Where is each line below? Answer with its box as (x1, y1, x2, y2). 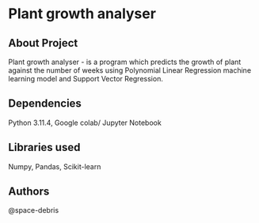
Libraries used (8, 141, 81, 154)
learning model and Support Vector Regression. (8, 74, 164, 83)
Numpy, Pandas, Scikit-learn (8, 161, 101, 171)
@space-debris (8, 206, 59, 215)
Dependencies (8, 96, 82, 111)
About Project (8, 36, 78, 50)
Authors (8, 185, 50, 198)
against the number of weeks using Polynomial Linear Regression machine (8, 66, 252, 75)
